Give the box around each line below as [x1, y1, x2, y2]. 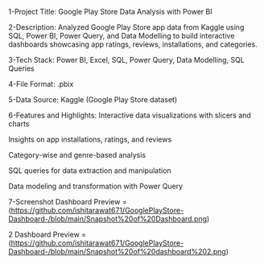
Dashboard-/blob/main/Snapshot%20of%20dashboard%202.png [8, 247, 227, 256]
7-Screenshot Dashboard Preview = [8, 197, 127, 206]
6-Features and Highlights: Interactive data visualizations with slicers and [8, 110, 251, 120]
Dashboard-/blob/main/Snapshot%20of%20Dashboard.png [8, 214, 208, 224]
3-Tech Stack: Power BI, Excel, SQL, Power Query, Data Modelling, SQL [8, 56, 245, 64]
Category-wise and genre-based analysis [8, 151, 146, 159]
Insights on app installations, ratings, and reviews [8, 134, 172, 144]
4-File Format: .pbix [8, 80, 74, 89]
